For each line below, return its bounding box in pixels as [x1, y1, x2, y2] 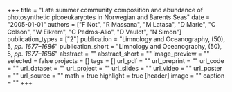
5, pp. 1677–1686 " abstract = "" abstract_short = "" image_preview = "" [7, 49, 210, 58]
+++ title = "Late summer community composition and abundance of [7, 6, 203, 14]
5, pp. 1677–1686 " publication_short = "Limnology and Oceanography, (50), [7, 43, 222, 50]
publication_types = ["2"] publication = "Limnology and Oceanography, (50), [7, 35, 225, 43]
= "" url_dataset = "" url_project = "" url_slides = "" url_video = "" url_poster [7, 65, 223, 72]
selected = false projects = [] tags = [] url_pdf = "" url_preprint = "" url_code [7, 57, 224, 65]
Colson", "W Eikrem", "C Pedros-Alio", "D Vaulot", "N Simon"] [7, 27, 182, 36]
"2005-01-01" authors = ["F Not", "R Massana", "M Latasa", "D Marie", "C [7, 21, 216, 28]
